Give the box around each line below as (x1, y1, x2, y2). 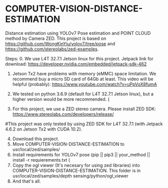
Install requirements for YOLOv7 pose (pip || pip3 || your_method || (12, 152, 150, 158)
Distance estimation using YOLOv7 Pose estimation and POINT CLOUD (5, 30, 151, 36)
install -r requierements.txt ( (12, 157, 70, 163)
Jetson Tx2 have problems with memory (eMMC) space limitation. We (12, 70, 156, 76)
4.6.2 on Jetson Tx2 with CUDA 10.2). (5, 126, 82, 132)
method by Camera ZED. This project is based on (5, 35, 106, 41)
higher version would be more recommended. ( (12, 96, 110, 102)
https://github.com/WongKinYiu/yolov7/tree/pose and (5, 40, 115, 46)
